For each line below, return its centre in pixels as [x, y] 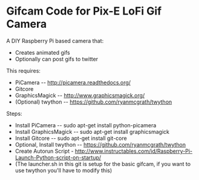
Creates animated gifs [43, 52]
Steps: [14, 113]
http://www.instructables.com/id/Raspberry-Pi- [134, 151]
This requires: [24, 70]
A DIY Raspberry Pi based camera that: [55, 41]
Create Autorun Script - [44, 151]
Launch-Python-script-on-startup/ [58, 157]
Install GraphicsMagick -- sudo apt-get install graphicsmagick [92, 132]
